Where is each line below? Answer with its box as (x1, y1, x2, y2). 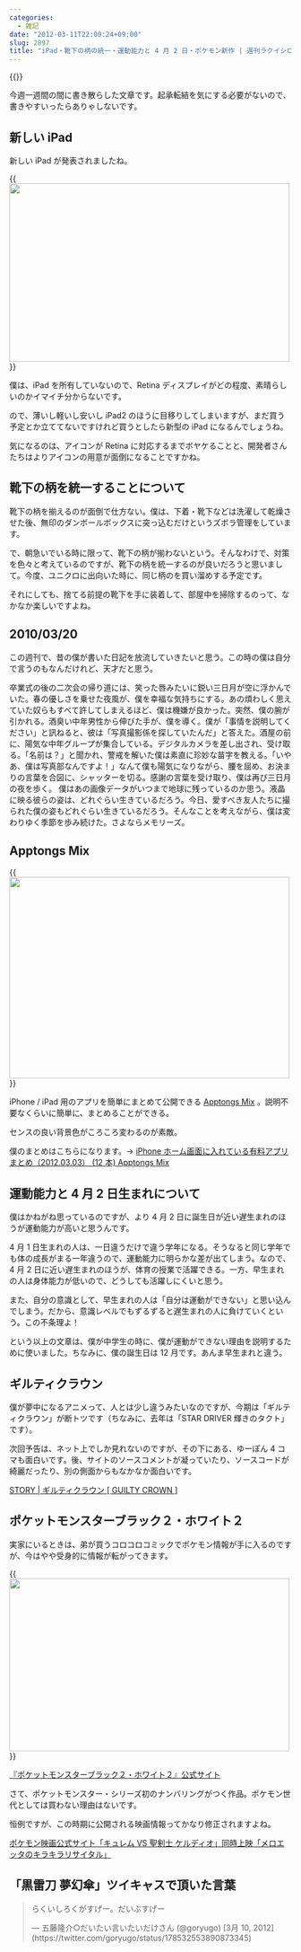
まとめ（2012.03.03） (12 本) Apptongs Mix (9, 1157, 170, 1168)
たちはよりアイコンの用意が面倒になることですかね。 (9, 451, 205, 462)
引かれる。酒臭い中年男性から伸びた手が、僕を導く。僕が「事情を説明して (9, 716, 284, 726)
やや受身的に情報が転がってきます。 (39, 1550, 173, 1561)
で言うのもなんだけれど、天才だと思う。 (9, 663, 159, 673)
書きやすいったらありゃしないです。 (9, 101, 142, 112)
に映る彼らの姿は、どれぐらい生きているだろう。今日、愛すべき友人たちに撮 (9, 794, 291, 805)
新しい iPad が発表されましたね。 (9, 154, 133, 166)
